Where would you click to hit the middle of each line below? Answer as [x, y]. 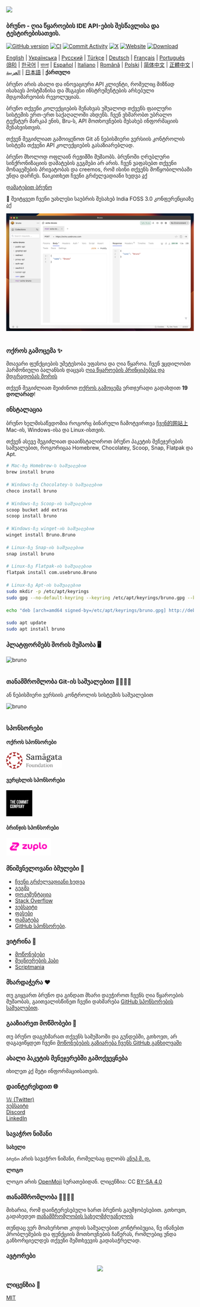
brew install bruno [30, 472]
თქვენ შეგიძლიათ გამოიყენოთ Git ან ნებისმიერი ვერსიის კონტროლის [96, 139]
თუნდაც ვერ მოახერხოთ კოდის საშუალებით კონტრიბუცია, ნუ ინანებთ [95, 1228]
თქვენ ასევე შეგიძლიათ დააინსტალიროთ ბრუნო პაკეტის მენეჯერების [95, 442]
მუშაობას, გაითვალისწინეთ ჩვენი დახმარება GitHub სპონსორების [90, 1002]
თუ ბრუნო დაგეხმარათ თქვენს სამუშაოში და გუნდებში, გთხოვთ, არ [92, 1036]
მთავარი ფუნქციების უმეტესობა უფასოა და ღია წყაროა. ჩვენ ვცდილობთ [99, 364]
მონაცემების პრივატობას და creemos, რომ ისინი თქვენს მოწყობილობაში [99, 170]
